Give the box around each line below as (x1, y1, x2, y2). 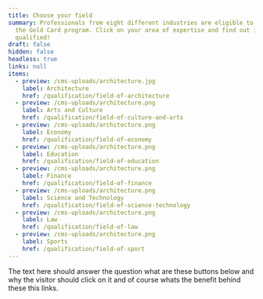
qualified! (15, 33, 51, 42)
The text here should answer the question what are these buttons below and (8, 266, 254, 275)
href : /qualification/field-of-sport (22, 245, 146, 253)
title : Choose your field (8, 11, 92, 20)
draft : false (8, 41, 51, 49)
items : (8, 70, 30, 78)
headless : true (8, 56, 58, 64)
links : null (8, 63, 47, 71)
